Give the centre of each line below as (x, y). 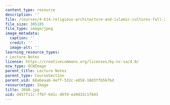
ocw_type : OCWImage (26, 66)
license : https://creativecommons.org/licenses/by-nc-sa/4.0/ (72, 62)
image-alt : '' (25, 47)
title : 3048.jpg (22, 90)
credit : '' (21, 43)
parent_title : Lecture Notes (36, 71)
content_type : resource (30, 10)
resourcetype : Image (27, 85)
